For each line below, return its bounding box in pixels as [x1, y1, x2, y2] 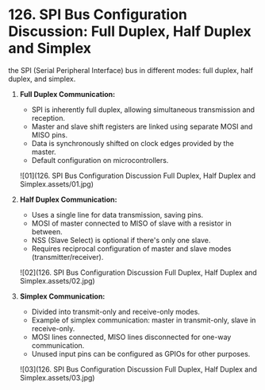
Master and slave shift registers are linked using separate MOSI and [31, 122, 253, 131]
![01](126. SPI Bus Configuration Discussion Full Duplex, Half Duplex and [19, 171, 256, 180]
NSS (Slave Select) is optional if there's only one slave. [31, 235, 211, 245]
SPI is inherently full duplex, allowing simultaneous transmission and [31, 105, 255, 114]
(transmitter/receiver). [31, 252, 104, 261]
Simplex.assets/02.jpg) [19, 276, 95, 285]
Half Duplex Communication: [19, 195, 117, 204]
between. [31, 226, 63, 236]
